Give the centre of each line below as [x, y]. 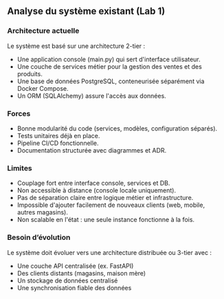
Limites [20, 168]
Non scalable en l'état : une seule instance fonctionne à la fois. [105, 220]
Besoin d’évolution [39, 238]
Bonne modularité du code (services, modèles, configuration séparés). [117, 128]
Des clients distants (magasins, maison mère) [81, 273]
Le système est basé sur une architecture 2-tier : [76, 46]
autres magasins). [43, 212]
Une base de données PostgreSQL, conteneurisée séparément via [111, 81]
